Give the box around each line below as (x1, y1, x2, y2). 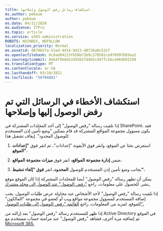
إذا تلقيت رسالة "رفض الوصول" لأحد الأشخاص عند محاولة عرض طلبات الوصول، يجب (5, 191, 159, 196)
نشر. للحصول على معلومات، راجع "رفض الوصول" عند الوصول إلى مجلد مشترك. (5, 181, 150, 187)
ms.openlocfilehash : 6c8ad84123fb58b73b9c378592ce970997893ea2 (5, 52, 137, 58)
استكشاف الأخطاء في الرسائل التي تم (5, 96, 140, 107)
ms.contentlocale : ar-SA (5, 66, 56, 71)
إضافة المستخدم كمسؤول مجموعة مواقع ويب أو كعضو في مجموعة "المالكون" (5, 195, 146, 201)
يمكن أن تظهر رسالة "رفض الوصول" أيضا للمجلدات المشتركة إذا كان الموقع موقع (5, 176, 152, 182)
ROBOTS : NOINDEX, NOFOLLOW (5, 39, 60, 44)
